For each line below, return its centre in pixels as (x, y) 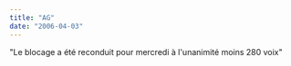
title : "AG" (32, 18)
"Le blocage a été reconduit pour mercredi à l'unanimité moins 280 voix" (146, 52)
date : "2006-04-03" (47, 26)
